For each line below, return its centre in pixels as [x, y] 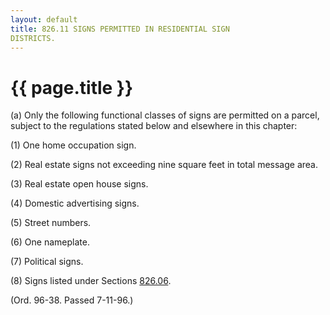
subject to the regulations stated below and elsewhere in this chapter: [154, 126]
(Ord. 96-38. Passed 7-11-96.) [72, 300]
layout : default [44, 19]
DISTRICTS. [33, 38]
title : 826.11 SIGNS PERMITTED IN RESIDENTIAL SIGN [120, 29]
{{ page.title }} [72, 87]
